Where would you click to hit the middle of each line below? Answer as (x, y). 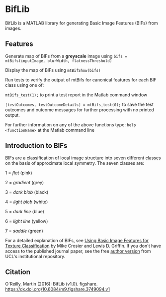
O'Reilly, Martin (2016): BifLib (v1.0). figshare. (51, 284)
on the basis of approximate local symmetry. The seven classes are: (75, 163)
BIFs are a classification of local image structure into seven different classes (83, 158)
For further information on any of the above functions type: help (71, 125)
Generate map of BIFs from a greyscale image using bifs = (66, 56)
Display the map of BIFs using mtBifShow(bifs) (53, 70)
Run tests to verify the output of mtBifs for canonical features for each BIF (81, 80)
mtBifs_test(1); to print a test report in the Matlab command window (76, 95)
